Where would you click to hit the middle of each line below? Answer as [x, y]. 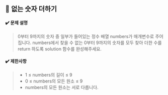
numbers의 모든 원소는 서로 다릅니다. [62, 87]
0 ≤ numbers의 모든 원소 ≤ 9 [54, 81]
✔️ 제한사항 [16, 61]
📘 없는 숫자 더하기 [31, 9]
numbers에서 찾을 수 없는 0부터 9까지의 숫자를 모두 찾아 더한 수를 [97, 42]
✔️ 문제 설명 [17, 22]
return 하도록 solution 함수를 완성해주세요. [60, 48]
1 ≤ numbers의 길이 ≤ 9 [49, 74]
